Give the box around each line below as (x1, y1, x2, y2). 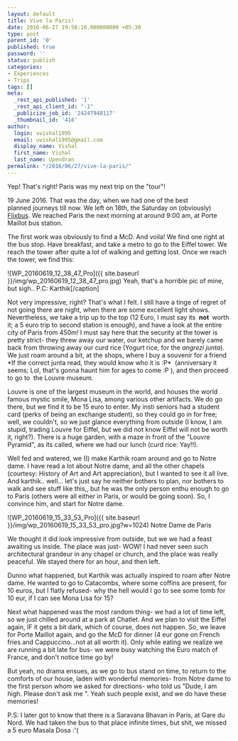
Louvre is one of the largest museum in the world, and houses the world (7, 387, 218, 396)
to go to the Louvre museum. (7, 373, 94, 382)
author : (7, 122, 31, 130)
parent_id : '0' (7, 37, 53, 44)
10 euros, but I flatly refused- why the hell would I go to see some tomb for (7, 586, 226, 594)
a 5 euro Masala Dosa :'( (7, 725, 79, 734)
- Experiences (7, 70, 50, 77)
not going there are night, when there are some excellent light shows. (7, 305, 210, 314)
